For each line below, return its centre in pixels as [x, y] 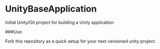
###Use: [14, 32]
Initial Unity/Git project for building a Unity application [60, 22]
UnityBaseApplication [51, 9]
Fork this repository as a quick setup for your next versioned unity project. [80, 41]
